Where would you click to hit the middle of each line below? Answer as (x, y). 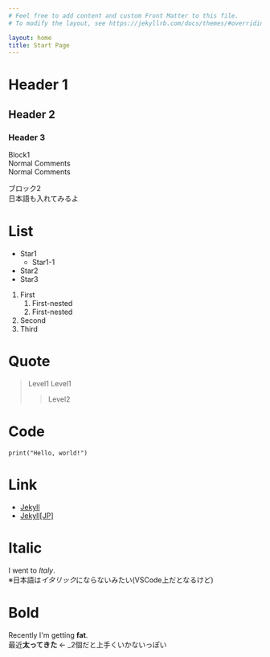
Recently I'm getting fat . (48, 635)
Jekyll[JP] (37, 516)
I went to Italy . (32, 570)
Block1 (19, 155)
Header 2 (32, 114)
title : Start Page (39, 45)
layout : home (30, 38)
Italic (25, 548)
